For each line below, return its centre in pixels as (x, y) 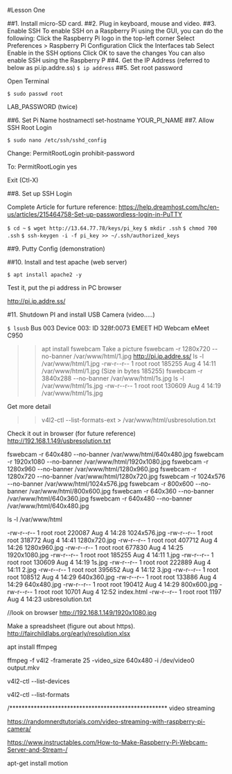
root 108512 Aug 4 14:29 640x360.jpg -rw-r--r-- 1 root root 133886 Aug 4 (112, 577)
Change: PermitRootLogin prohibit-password (71, 153)
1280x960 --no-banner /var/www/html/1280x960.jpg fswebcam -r (102, 469)
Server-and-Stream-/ (37, 750)
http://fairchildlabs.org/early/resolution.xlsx (69, 633)
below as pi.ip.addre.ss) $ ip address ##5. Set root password (95, 68)
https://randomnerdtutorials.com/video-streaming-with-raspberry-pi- (106, 722)
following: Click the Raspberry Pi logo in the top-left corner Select (101, 38)
